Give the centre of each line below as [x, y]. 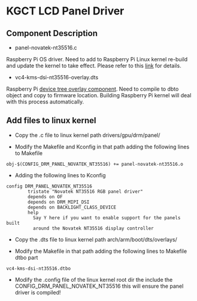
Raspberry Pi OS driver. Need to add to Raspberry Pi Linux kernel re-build [97, 59]
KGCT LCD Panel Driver [65, 11]
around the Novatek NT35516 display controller [93, 228]
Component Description [52, 33]
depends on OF [45, 196]
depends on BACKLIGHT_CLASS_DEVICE [72, 207]
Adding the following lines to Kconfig [60, 175]
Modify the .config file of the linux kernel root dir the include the [94, 279]
